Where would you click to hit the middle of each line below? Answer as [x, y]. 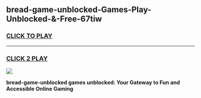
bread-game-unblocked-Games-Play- [79, 10]
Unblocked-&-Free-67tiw [54, 19]
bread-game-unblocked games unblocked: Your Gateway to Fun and [93, 82]
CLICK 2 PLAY [27, 58]
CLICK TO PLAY [29, 36]
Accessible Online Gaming [40, 88]
